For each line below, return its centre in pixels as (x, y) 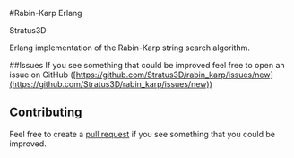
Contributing (46, 113)
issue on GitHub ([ (43, 75)
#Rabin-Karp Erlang (46, 13)
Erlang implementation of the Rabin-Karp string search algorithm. (130, 48)
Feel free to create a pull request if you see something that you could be (143, 134)
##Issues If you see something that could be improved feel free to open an (147, 65)
